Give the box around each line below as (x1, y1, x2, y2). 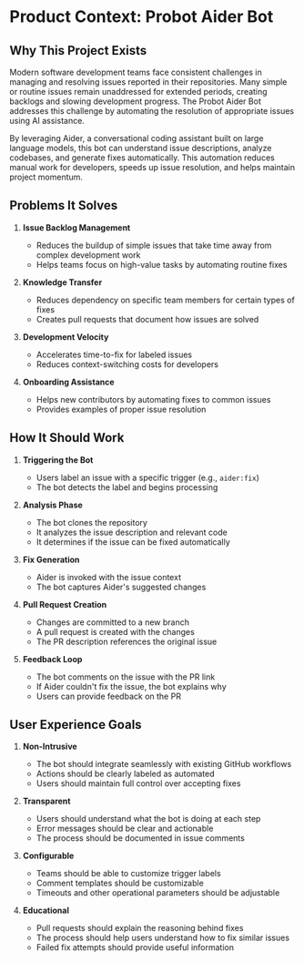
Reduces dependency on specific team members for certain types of (35, 294, 296, 305)
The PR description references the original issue (35, 636, 218, 647)
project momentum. (9, 171, 84, 182)
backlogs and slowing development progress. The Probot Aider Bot (9, 96, 261, 107)
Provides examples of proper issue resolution (35, 404, 207, 414)
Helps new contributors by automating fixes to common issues (35, 394, 271, 404)
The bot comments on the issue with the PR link (35, 671, 216, 682)
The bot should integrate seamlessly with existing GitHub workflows (35, 759, 292, 770)
